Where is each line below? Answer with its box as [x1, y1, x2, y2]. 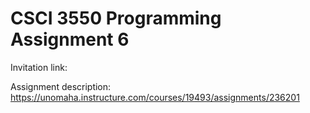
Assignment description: [10, 80, 112, 92]
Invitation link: [10, 61, 68, 73]
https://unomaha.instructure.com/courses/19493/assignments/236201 [10, 91, 300, 103]
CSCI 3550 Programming [10, 7, 222, 30]
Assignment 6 [10, 28, 130, 51]
